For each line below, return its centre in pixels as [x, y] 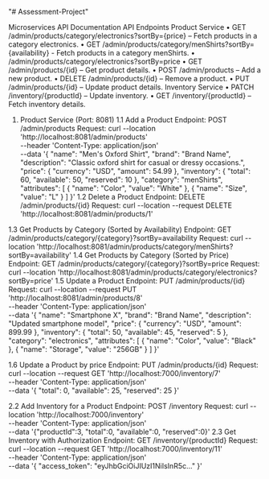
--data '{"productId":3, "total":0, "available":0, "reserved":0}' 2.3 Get [122, 432]
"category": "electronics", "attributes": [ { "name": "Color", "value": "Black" [132, 341]
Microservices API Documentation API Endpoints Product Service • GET [127, 27]
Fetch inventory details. [47, 104]
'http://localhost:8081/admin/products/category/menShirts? [135, 246]
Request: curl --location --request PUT [73, 289]
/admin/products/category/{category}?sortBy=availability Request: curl [126, 238]
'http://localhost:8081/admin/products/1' [86, 214]
